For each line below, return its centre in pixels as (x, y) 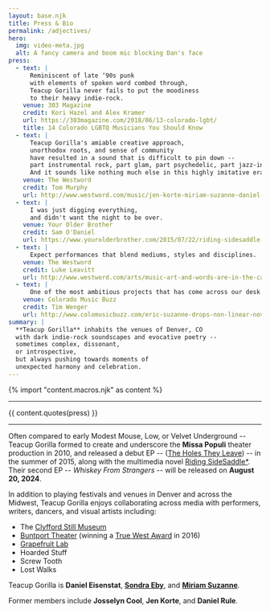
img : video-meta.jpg (50, 46)
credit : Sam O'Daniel (59, 233)
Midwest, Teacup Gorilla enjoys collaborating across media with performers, (135, 502)
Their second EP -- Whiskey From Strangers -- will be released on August (131, 470)
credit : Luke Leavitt (59, 270)
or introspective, (47, 352)
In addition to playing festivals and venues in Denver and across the (121, 494)
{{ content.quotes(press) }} (53, 413)
